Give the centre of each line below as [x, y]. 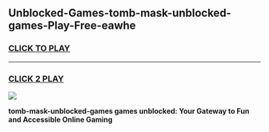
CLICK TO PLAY [39, 49]
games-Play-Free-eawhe [72, 26]
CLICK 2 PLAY [36, 78]
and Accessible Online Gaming [60, 119]
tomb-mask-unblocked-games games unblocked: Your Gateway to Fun [129, 110]
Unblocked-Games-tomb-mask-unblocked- [120, 13]
